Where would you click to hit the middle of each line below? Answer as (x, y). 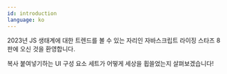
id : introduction (32, 13)
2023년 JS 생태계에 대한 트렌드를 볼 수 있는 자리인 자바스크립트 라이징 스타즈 (111, 40)
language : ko (26, 20)
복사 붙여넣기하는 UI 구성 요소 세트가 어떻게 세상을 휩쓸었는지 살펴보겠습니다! (110, 63)
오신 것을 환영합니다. (48, 49)
